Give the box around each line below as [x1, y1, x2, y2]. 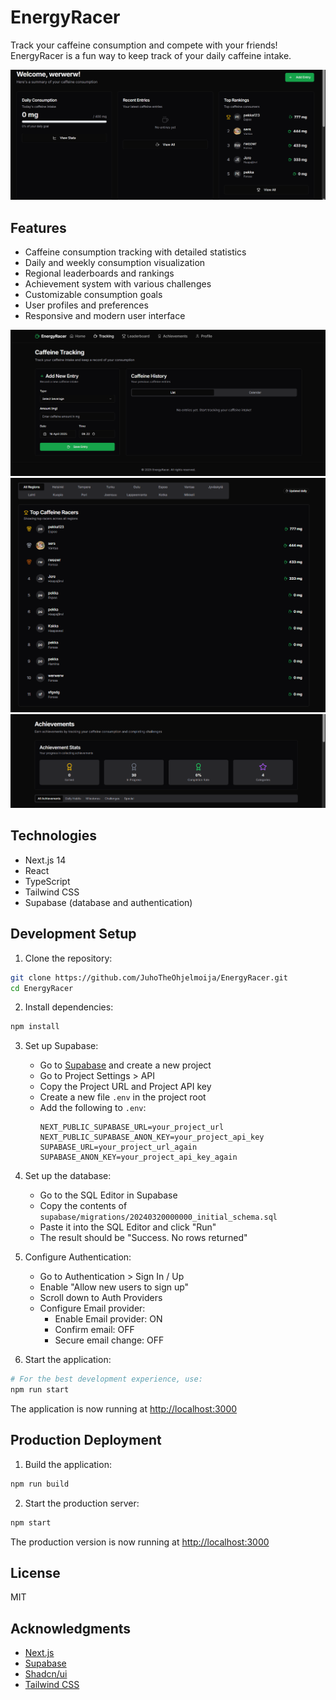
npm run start [10, 1385, 70, 1395]
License [10, 1564, 61, 1581]
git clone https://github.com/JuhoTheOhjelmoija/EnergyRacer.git [10, 972, 288, 983]
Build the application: [24, 1458, 112, 1470]
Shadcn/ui [24, 1668, 68, 1680]
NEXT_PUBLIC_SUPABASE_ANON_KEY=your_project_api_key [39, 1132, 265, 1143]
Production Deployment [10, 1432, 162, 1449]
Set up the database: [24, 1170, 112, 1182]
